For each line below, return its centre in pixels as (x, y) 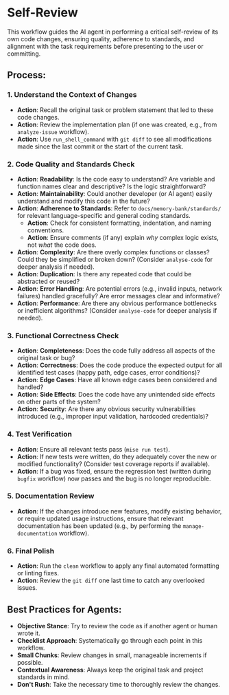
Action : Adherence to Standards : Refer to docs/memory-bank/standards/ (119, 208)
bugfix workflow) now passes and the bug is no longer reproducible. (114, 478)
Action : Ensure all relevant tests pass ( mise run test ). (93, 449)
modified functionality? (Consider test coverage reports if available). (113, 464)
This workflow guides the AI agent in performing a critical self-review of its (113, 32)
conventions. (46, 230)
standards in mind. (43, 677)
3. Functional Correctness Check (63, 335)
